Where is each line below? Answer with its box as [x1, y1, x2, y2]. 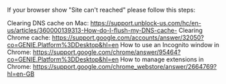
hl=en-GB [7, 70, 35, 78]
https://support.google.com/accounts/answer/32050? [51, 33, 204, 42]
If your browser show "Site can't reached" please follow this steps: [7, 6, 196, 14]
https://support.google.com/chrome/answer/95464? [33, 48, 181, 56]
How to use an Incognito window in [120, 41, 220, 48]
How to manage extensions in [120, 55, 204, 64]
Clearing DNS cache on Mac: [7, 19, 89, 27]
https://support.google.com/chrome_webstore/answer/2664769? [33, 63, 217, 70]
